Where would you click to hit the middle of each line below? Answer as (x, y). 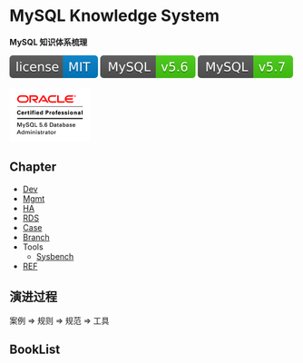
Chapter (33, 167)
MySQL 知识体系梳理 (49, 42)
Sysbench (55, 256)
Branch (36, 237)
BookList (35, 349)
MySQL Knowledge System (114, 16)
